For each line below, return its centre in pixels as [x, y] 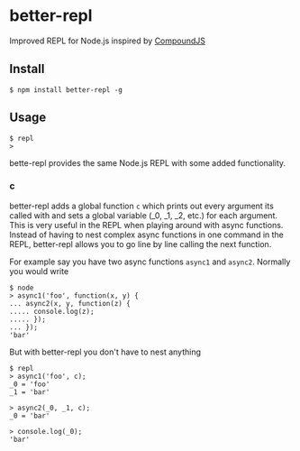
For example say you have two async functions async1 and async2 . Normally [150, 262]
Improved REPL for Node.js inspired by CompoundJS [107, 41]
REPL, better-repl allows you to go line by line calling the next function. [141, 244]
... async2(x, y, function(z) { [70, 303]
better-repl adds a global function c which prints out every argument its [142, 206]
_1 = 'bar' [30, 392]
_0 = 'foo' [30, 384]
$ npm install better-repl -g [66, 90]
